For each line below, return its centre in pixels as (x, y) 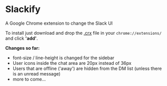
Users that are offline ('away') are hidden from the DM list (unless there (87, 68)
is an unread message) (37, 73)
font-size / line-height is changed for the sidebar (63, 58)
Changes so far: (22, 48)
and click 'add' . (22, 38)
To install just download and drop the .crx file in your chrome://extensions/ (83, 33)
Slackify (23, 9)
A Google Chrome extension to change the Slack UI (59, 23)
